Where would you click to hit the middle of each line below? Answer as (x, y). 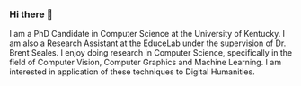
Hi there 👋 (31, 14)
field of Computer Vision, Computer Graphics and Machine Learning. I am (145, 63)
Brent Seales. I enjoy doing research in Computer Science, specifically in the (151, 53)
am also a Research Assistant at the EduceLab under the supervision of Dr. (148, 43)
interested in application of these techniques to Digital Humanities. (132, 72)
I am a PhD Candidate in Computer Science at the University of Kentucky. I (147, 34)
